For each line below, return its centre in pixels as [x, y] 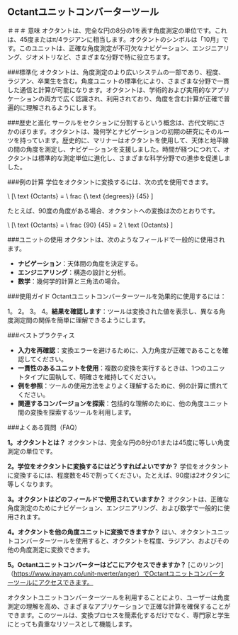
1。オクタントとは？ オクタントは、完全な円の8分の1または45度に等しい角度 [119, 442]
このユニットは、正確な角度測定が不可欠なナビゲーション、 [106, 48]
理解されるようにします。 [63, 107]
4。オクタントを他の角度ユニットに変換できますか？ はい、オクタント [109, 532]
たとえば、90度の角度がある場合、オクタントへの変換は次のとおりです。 [113, 210]
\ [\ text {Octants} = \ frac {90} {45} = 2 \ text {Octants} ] [90, 225]
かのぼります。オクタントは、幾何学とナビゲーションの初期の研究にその [112, 131]
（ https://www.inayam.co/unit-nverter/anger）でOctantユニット [101, 573]
